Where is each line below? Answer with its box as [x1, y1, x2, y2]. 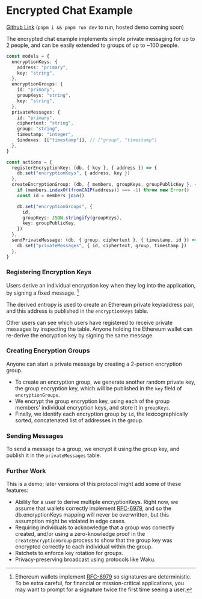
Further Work [6, 467, 46, 475]
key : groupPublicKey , [22, 220, 77, 226]
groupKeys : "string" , [17, 93, 71, 99]
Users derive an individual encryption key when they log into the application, [6, 281, 196, 289]
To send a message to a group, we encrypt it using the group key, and [6, 446, 180, 453]
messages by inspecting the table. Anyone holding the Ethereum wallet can [6, 325, 193, 333]
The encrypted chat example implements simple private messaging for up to [6, 35, 195, 42]
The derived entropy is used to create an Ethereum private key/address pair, [6, 301, 195, 308]
